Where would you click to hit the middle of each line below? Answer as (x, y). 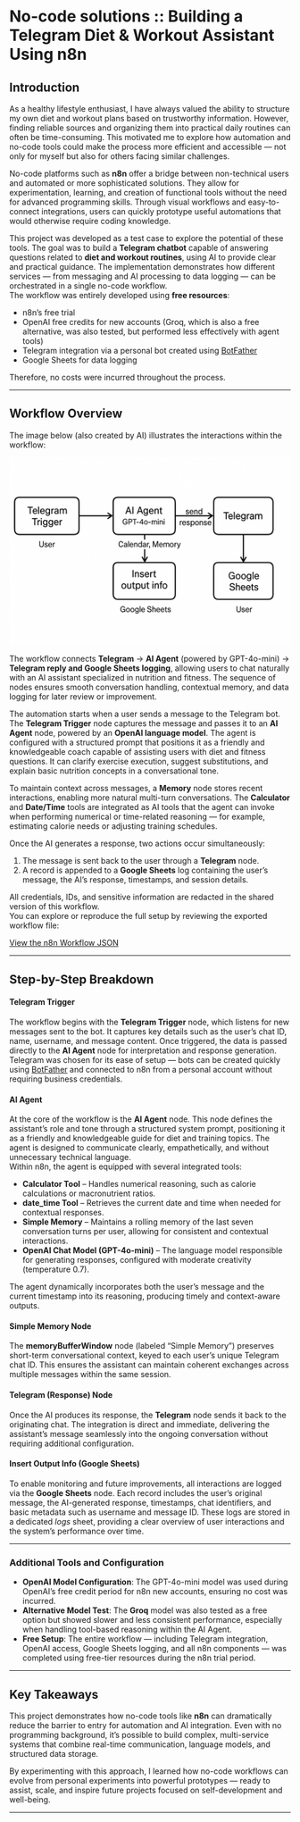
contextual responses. (63, 1213)
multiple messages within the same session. (90, 1375)
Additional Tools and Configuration (87, 1562)
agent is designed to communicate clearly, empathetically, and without (139, 1148)
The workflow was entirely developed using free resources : (120, 295)
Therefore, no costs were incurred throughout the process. (117, 377)
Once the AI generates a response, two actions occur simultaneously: (137, 844)
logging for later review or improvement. (83, 697)
